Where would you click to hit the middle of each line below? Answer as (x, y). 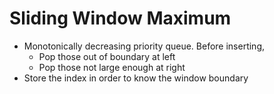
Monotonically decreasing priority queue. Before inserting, (144, 46)
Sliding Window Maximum (120, 18)
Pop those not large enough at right (112, 67)
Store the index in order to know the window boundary (136, 78)
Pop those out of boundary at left (107, 56)
